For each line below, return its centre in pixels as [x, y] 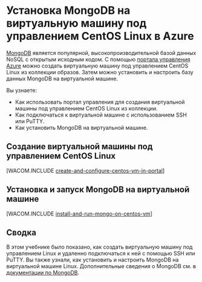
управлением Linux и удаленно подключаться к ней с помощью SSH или [101, 254]
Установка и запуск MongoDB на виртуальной [98, 190]
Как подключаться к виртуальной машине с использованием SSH [101, 115]
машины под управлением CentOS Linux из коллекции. [86, 108]
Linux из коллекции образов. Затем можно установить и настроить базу [100, 72]
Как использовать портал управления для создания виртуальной [100, 102]
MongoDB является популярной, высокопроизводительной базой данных [101, 53]
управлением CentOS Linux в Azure [100, 36]
